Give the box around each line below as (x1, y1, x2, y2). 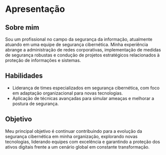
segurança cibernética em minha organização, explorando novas (5, 133, 138, 139)
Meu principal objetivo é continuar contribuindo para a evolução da (5, 128, 142, 134)
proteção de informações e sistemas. (5, 57, 81, 63)
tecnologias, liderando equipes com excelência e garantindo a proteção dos (5, 139, 160, 145)
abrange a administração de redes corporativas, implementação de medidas (5, 47, 161, 52)
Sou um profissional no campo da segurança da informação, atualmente (5, 36, 153, 42)
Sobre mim (5, 23, 40, 32)
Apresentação (5, 3, 65, 15)
